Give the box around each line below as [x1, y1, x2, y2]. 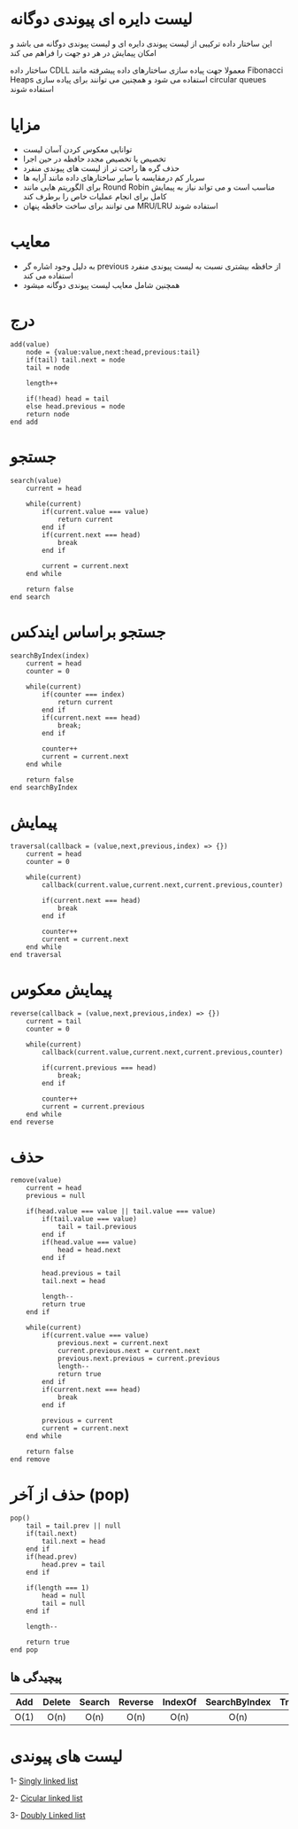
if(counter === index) [42, 689, 126, 699]
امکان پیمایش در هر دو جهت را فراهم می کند [10, 47, 157, 58]
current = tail [26, 1016, 82, 1025]
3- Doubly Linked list [10, 1810, 87, 1821]
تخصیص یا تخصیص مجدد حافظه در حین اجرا [22, 153, 166, 164]
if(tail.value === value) [42, 1215, 138, 1224]
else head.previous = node [26, 401, 126, 411]
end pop [10, 1646, 39, 1654]
